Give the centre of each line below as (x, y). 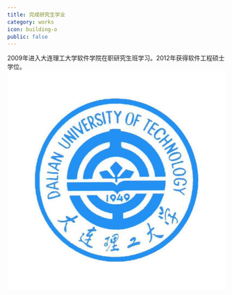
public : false (28, 37)
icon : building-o (32, 29)
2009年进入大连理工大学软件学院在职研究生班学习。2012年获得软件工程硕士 (116, 58)
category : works (31, 22)
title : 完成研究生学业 (36, 15)
